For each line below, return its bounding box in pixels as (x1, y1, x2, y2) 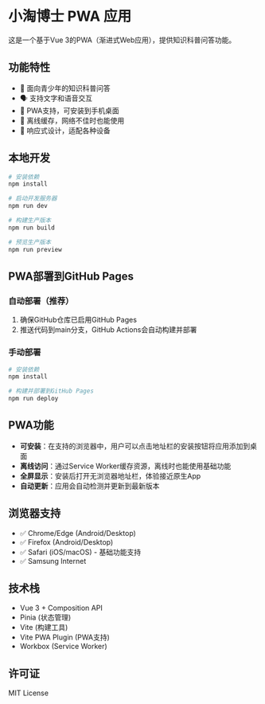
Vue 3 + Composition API (19, 603, 103, 613)
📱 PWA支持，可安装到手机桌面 (19, 105, 119, 115)
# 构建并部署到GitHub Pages (8, 387, 94, 395)
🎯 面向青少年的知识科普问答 (19, 83, 111, 92)
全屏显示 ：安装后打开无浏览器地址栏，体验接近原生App (19, 471, 201, 480)
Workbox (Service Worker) (19, 642, 107, 651)
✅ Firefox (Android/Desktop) (19, 537, 114, 546)
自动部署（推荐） (8, 295, 74, 307)
